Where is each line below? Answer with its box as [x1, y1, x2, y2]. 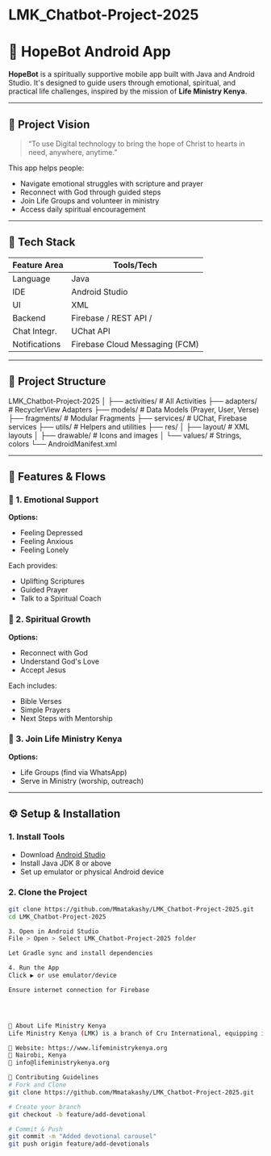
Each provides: [8, 561, 58, 571]
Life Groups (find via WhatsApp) [19, 767, 127, 777]
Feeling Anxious [19, 537, 74, 547]
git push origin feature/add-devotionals [8, 1140, 150, 1148]
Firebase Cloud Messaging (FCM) [71, 338, 199, 350]
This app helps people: [8, 163, 85, 173]
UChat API [71, 325, 110, 337]
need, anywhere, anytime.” [27, 147, 118, 157]
